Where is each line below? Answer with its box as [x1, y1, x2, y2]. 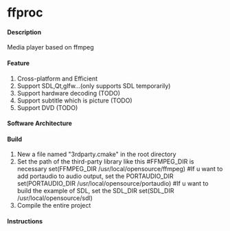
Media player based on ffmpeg [7, 43, 94, 52]
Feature [7, 58, 30, 67]
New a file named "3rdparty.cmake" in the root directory [16, 150, 176, 159]
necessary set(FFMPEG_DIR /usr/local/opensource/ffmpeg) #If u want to [16, 165, 223, 173]
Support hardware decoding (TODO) [16, 89, 121, 97]
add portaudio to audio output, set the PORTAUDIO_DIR [16, 172, 174, 180]
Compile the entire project [16, 201, 91, 210]
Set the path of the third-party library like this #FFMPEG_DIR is [16, 157, 194, 166]
